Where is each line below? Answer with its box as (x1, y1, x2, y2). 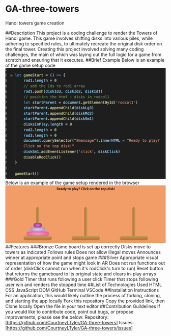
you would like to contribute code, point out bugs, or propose (5, 308, 134, 315)
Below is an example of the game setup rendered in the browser (5, 179, 140, 186)
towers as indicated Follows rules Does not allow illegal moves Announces (5, 249, 161, 255)
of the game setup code (5, 62, 56, 68)
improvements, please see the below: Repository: (5, 314, 109, 320)
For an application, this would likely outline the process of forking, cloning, (5, 292, 161, 298)
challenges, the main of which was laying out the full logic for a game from (5, 51, 162, 58)
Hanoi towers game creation (5, 20, 65, 26)
